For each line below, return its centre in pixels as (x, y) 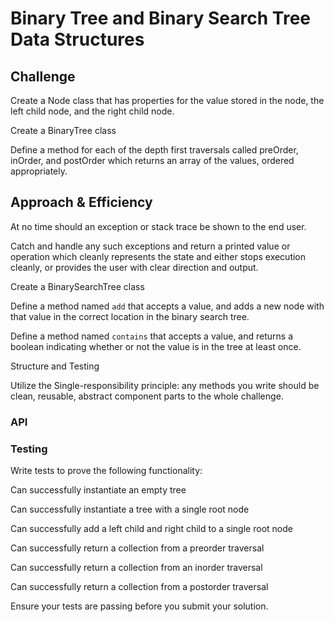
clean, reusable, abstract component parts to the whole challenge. (147, 396)
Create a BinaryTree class (63, 130)
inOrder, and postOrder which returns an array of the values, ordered (152, 160)
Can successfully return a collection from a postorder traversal (139, 587)
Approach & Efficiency (81, 202)
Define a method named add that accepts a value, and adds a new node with (167, 306)
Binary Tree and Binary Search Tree (161, 18)
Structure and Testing (55, 366)
